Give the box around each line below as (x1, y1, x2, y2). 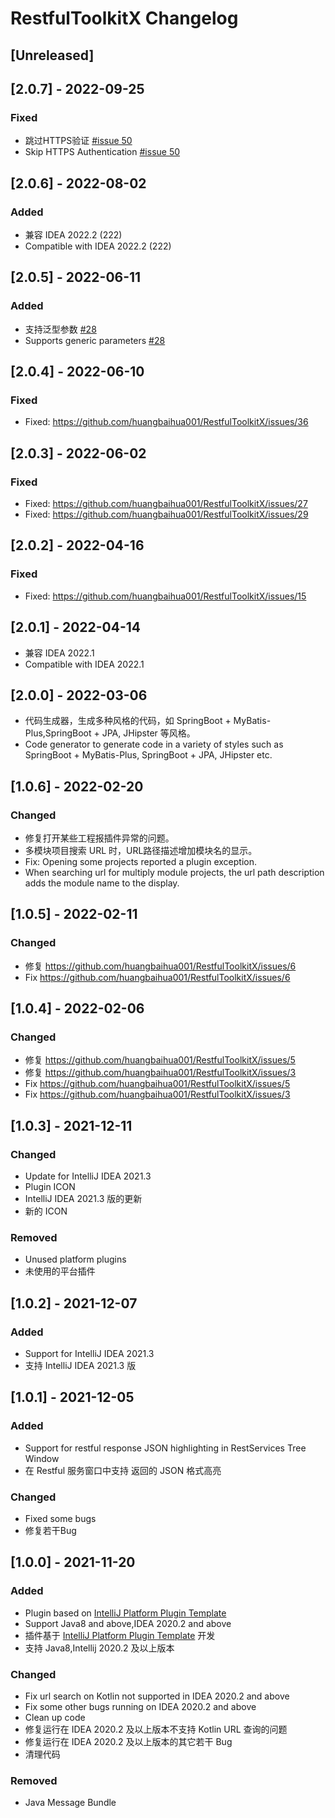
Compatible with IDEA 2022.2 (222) (24, 240, 172, 252)
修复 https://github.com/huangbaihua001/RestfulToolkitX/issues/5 (24, 1054, 296, 1066)
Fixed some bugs (24, 1513, 97, 1525)
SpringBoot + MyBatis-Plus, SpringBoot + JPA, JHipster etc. (24, 749, 273, 761)
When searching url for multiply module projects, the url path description (24, 867, 325, 879)
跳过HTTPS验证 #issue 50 (24, 135, 133, 147)
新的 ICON (24, 1205, 68, 1217)
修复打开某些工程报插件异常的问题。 (24, 832, 175, 844)
